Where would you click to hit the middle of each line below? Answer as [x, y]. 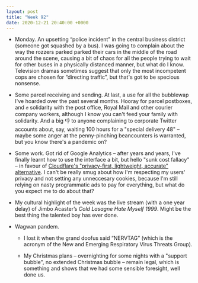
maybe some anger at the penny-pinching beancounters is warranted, [100, 136]
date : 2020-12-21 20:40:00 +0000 [47, 22]
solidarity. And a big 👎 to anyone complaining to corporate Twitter [95, 121]
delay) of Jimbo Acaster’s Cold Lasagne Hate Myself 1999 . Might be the [103, 209]
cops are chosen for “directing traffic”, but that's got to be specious [97, 77]
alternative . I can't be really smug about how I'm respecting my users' [100, 172]
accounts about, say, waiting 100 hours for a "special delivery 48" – [97, 129]
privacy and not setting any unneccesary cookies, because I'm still [96, 179]
